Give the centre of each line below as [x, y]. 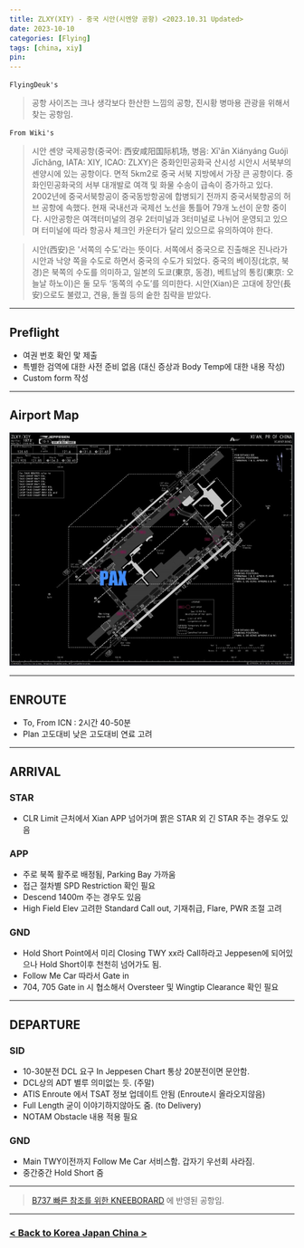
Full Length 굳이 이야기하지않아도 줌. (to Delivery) [112, 1106]
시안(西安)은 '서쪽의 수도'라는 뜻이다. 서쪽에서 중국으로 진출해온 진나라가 [159, 250]
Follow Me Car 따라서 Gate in [76, 976]
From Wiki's [32, 133]
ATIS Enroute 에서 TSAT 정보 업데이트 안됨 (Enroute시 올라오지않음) [144, 1094]
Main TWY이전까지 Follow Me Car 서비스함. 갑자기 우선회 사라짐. [138, 1162]
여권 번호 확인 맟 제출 [60, 355]
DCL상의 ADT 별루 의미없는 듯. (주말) [89, 1083]
